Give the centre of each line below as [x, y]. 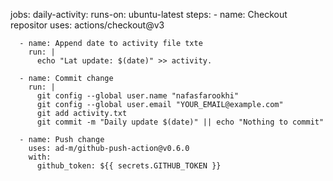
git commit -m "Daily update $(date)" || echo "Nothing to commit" [180, 122]
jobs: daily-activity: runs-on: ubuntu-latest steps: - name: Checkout [149, 14]
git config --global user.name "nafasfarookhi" [138, 96]
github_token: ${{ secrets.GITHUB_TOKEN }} [129, 166]
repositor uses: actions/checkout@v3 [87, 25]
